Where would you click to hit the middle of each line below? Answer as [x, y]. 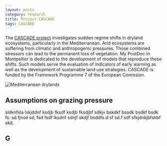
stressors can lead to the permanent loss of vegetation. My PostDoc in [78, 54]
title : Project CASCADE [30, 19]
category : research [25, 14]
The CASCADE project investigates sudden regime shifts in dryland [74, 38]
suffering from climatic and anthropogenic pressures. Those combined [78, 48]
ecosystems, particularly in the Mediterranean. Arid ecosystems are [75, 43]
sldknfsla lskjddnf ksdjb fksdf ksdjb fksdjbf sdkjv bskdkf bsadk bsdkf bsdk [82, 112]
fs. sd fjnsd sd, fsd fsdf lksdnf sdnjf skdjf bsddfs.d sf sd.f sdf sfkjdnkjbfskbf [83, 118]
